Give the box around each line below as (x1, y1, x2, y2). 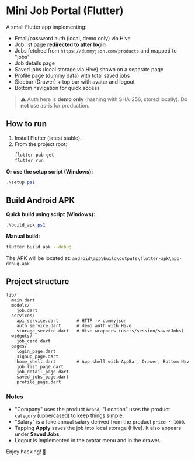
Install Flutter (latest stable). (14, 134, 82, 141)
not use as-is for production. (20, 102, 90, 109)
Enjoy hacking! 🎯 (6, 448, 47, 455)
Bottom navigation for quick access (14, 84, 100, 91)
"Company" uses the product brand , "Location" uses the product (14, 406, 170, 413)
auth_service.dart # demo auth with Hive (16, 323, 132, 328)
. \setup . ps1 (6, 179, 35, 185)
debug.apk (6, 261, 30, 266)
